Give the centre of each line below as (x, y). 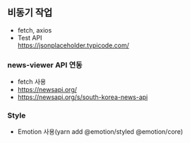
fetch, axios (35, 30)
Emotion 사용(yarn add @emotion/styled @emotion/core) (100, 132)
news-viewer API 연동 (45, 64)
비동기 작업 (30, 13)
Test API (30, 38)
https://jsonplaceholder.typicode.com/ (73, 45)
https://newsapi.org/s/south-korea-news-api (83, 97)
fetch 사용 (32, 82)
